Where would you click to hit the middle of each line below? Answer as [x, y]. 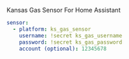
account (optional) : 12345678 [63, 49]
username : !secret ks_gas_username [71, 35]
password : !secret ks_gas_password [71, 42]
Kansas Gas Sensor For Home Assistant [64, 10]
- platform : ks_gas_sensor [52, 29]
